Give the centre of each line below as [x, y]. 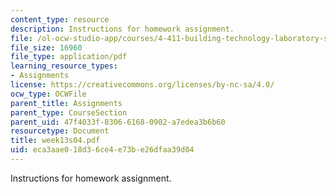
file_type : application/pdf [69, 57]
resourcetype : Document [60, 131]
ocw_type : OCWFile [48, 94]
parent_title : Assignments [66, 103]
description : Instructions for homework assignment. [122, 29]
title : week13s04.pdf [55, 141]
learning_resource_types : [64, 66]
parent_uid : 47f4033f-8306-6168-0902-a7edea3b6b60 [118, 122]
